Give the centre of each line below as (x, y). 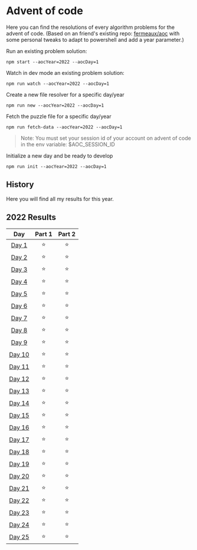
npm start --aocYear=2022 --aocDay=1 (52, 62)
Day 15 (19, 416)
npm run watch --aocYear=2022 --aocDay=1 (58, 84)
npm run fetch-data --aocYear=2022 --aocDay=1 (64, 127)
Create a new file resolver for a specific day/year (65, 94)
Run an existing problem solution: (47, 51)
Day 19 (19, 464)
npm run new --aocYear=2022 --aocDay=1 (55, 105)
